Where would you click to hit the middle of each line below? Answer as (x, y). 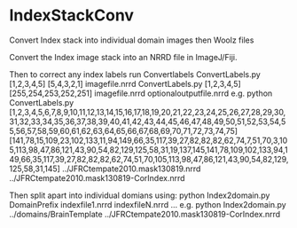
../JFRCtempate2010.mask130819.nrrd (131, 169)
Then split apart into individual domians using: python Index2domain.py (140, 195)
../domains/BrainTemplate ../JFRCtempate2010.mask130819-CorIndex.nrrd (145, 214)
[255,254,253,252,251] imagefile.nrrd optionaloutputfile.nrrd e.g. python (141, 93)
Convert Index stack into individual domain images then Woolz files (132, 40)
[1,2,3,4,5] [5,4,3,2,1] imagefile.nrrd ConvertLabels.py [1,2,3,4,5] (125, 83)
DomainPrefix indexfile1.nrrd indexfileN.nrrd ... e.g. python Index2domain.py (148, 204)
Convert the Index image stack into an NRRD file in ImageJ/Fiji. (123, 57)
